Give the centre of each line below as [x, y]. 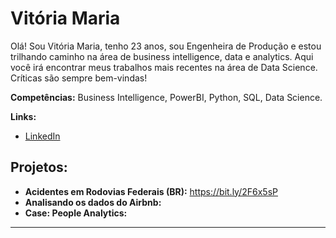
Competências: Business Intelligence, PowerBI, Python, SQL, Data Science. [166, 97]
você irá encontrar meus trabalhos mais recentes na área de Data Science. [164, 67]
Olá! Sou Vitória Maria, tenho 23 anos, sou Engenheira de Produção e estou [166, 46]
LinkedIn [42, 136]
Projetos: [39, 167]
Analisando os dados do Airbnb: [93, 202]
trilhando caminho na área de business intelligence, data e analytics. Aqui [162, 56]
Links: [23, 116]
